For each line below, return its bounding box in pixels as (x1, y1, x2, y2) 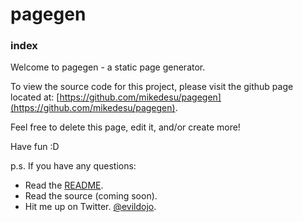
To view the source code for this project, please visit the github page (10, 81, 294, 93)
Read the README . (24, 179, 104, 192)
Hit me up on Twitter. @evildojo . (24, 201, 157, 213)
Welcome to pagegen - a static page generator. (10, 61, 206, 73)
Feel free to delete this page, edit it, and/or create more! (10, 121, 241, 133)
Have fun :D (10, 141, 60, 153)
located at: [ (10, 91, 60, 103)
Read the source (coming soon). (24, 190, 158, 202)
